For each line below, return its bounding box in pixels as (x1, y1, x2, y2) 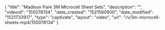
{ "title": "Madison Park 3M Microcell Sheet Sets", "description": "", (4, 4, 143, 10)
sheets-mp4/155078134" (4, 19, 56, 25)
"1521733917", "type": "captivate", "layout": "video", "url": (4, 15, 123, 20)
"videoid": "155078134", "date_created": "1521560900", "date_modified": (4, 9, 154, 15)
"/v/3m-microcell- (123, 15, 161, 20)
